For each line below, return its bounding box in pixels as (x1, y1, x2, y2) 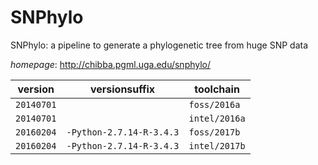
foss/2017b (188, 126, 241, 138)
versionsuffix (89, 82, 156, 96)
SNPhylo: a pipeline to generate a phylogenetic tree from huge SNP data (10, 39, 309, 51)
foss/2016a (188, 99, 241, 110)
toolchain (194, 82, 240, 96)
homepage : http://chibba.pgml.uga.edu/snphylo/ (10, 58, 212, 70)
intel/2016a (188, 112, 246, 124)
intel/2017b (188, 140, 246, 151)
